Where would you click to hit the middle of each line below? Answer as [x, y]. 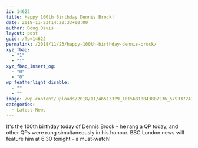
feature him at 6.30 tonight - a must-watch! [58, 139]
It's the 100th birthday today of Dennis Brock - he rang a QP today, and [92, 126]
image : [14, 99]
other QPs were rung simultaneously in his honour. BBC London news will [95, 133]
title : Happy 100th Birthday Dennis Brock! [60, 17]
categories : [21, 104]
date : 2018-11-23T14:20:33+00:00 [47, 22]
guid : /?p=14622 [26, 39]
